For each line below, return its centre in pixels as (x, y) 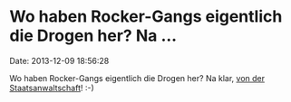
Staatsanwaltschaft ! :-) (52, 88)
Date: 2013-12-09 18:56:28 (59, 60)
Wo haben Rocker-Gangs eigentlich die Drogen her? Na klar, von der (137, 78)
